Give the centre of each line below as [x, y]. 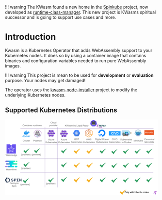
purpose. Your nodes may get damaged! [45, 80]
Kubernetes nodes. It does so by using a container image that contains [76, 55]
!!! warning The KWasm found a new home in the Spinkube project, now [77, 7]
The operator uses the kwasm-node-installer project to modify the [71, 90]
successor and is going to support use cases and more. [61, 17]
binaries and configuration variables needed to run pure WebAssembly [76, 61]
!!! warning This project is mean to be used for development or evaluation [79, 75]
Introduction [31, 37]
